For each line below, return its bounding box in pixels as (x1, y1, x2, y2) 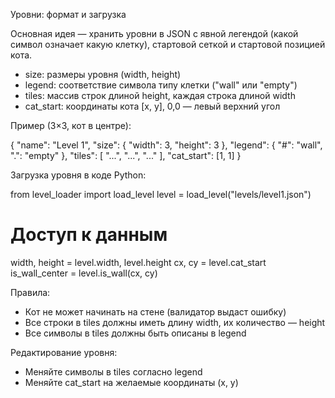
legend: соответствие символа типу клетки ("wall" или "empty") (24, 79, 298, 91)
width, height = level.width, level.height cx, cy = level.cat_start (10, 256, 267, 268)
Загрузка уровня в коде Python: (10, 169, 147, 181)
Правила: (10, 286, 51, 298)
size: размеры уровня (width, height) (24, 69, 182, 80)
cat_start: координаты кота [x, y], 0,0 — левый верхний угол (24, 100, 281, 112)
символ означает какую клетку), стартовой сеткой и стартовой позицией (10, 39, 326, 50)
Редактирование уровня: (10, 346, 118, 358)
